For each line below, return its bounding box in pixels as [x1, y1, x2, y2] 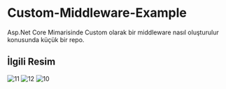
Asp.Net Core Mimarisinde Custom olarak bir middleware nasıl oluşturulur [7, 28, 219, 36]
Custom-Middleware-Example [7, 5, 187, 21]
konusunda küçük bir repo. [7, 35, 85, 43]
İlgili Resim [7, 56, 56, 68]
